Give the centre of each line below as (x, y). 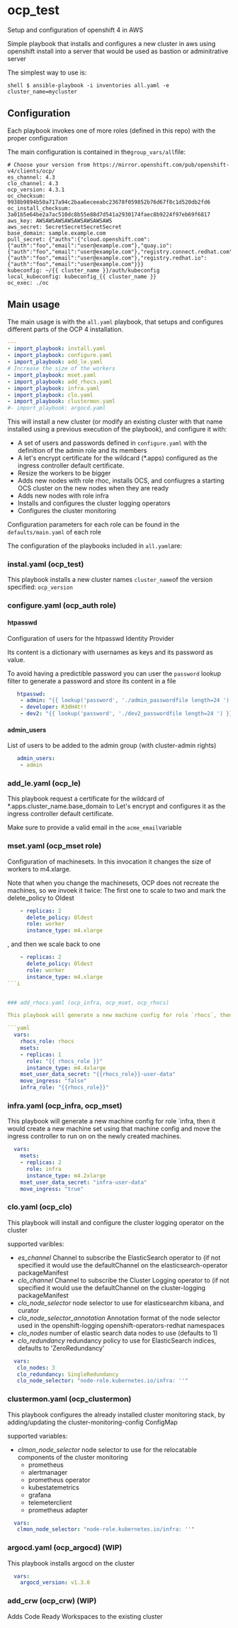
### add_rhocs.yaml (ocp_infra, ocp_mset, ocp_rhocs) (89, 1003)
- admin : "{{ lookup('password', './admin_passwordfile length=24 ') (125, 700)
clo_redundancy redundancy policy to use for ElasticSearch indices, (117, 1341)
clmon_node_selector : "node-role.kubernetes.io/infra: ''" (106, 1529)
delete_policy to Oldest (41, 898)
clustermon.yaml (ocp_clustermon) (69, 1399)
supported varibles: (36, 1243)
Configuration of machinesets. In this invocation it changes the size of (109, 862)
